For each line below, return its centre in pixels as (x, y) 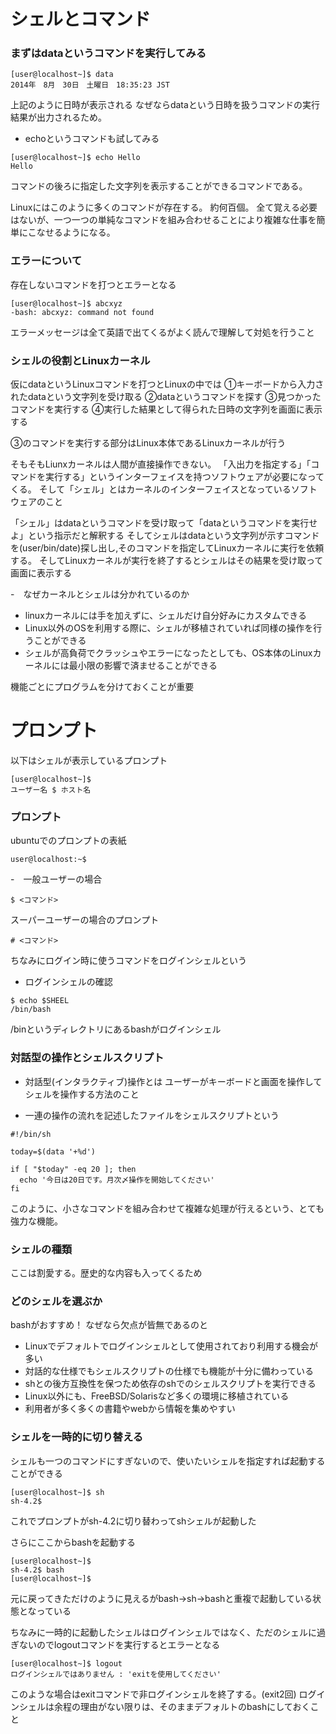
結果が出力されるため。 (58, 117)
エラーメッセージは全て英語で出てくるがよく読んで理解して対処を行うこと (162, 332)
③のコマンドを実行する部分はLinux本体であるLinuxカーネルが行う (148, 443)
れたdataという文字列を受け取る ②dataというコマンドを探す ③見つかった (166, 397)
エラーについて (46, 261)
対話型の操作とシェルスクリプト (87, 1058)
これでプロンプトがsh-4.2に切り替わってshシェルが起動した (133, 1521)
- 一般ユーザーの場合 (56, 879)
